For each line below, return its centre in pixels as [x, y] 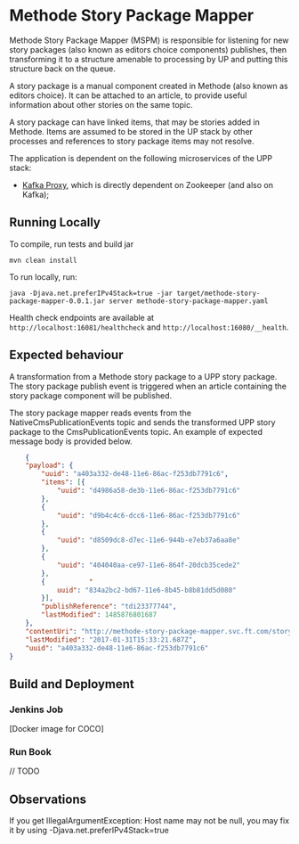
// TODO [24, 771]
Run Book [30, 752]
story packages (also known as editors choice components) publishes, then [148, 49]
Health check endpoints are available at [81, 317]
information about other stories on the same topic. [101, 104]
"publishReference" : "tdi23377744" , [109, 607]
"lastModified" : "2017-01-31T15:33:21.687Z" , [111, 639]
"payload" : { [49, 466]
